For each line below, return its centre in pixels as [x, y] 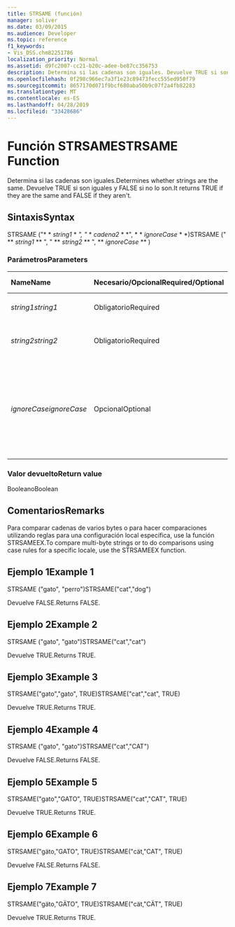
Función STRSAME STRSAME [93, 146]
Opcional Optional [122, 408]
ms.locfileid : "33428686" [45, 111]
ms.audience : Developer [42, 33]
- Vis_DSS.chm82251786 [40, 53]
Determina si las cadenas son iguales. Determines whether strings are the [113, 180]
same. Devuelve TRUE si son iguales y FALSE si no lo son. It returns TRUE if [115, 188]
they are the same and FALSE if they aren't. [69, 195]
